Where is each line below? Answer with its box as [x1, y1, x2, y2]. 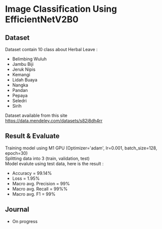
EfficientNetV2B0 [5, 14, 79, 25]
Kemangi [12, 72, 30, 77]
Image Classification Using [5, 3, 117, 15]
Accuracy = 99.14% [12, 170, 52, 176]
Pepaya [12, 92, 28, 98]
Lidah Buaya [12, 77, 38, 83]
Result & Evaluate [5, 132, 60, 141]
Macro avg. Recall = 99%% [12, 186, 68, 192]
